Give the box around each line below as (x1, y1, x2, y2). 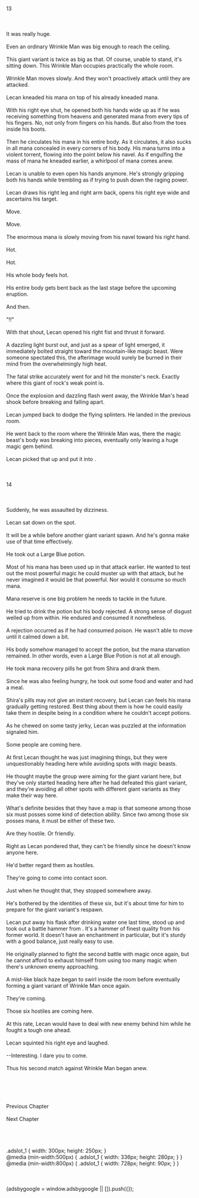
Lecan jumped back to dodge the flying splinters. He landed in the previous (6, 411, 191, 418)
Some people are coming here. (6, 741, 82, 748)
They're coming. (6, 995, 46, 1002)
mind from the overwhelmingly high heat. (6, 360, 107, 367)
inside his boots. (6, 125, 46, 133)
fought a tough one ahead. (6, 1027, 71, 1034)
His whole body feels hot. (6, 272, 69, 278)
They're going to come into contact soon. (6, 874, 108, 881)
